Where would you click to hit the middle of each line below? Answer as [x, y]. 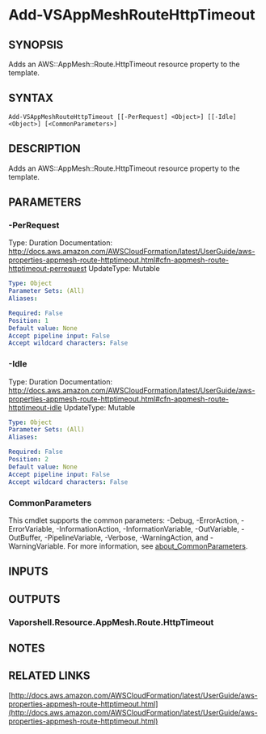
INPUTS [28, 572]
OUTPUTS [34, 599]
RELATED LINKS [49, 676]
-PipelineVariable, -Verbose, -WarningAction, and [126, 537]
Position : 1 [28, 320]
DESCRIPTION [44, 148]
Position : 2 [28, 460]
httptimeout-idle [35, 407]
